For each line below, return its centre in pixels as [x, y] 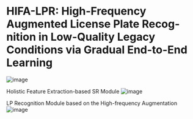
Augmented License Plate [73, 24]
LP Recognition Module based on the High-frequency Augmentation [92, 103]
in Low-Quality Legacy [97, 37]
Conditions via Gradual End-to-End [97, 50]
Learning [30, 63]
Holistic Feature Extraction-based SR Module [63, 91]
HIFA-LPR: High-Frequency [76, 11]
